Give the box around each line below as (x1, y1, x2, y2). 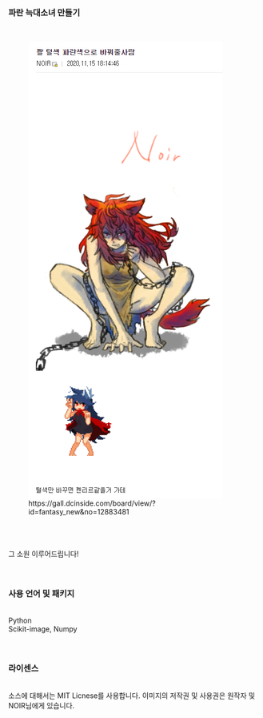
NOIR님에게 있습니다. (8, 700, 75, 710)
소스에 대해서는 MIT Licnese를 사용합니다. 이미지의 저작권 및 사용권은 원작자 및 (8, 691, 256, 700)
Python (8, 615, 32, 625)
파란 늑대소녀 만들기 (8, 6, 81, 18)
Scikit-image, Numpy (8, 623, 78, 634)
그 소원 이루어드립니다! (8, 549, 79, 559)
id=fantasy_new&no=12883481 (28, 507, 130, 517)
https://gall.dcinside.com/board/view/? (28, 498, 156, 508)
